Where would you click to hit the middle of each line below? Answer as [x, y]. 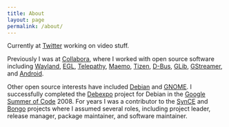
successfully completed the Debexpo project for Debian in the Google [106, 94]
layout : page [26, 20]
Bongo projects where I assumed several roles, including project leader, [109, 109]
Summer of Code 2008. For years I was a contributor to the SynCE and [108, 102]
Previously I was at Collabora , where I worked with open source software [111, 59]
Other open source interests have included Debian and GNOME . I [99, 87]
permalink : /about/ [35, 26]
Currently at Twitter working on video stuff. [68, 46]
